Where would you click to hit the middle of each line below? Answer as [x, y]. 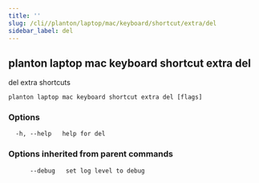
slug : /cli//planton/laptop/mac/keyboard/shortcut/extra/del [113, 23]
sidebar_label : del [41, 31]
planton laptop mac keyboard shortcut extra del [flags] [105, 97]
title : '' [25, 16]
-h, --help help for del [61, 134]
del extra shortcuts [39, 83]
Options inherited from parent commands [91, 154]
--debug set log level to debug [87, 171]
